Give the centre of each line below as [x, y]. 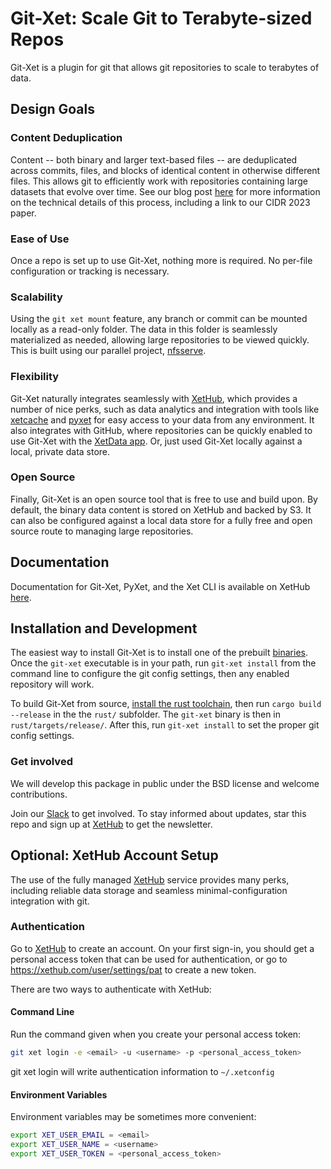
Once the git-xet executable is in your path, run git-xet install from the [163, 663]
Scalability [36, 297]
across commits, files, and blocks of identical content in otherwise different [165, 170]
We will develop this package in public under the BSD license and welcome [165, 783]
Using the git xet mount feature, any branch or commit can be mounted [159, 319]
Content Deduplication [66, 138]
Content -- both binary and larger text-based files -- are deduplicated [154, 159]
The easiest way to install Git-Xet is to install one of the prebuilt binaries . [159, 653]
